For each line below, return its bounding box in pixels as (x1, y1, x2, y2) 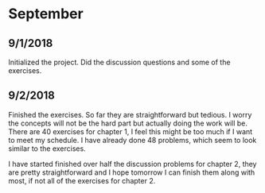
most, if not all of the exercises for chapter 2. (8, 176, 156, 185)
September (8, 5, 84, 23)
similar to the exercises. (8, 144, 86, 153)
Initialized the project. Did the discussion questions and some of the (8, 57, 231, 67)
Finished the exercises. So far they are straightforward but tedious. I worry (8, 110, 252, 119)
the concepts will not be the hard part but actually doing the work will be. (8, 118, 248, 128)
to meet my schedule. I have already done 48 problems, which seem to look (8, 135, 257, 145)
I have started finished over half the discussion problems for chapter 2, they (8, 159, 257, 168)
